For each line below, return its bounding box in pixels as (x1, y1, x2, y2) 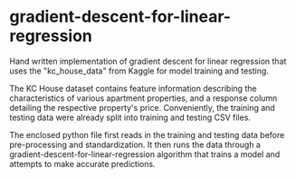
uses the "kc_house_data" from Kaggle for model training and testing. (9, 65, 270, 76)
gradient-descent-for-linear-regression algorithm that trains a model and (9, 148, 281, 160)
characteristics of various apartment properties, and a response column (9, 93, 278, 104)
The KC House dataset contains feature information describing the (9, 83, 257, 94)
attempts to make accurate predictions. (9, 158, 156, 169)
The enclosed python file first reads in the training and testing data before (9, 129, 285, 140)
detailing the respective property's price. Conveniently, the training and (9, 102, 276, 113)
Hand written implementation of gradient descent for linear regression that (9, 55, 287, 66)
